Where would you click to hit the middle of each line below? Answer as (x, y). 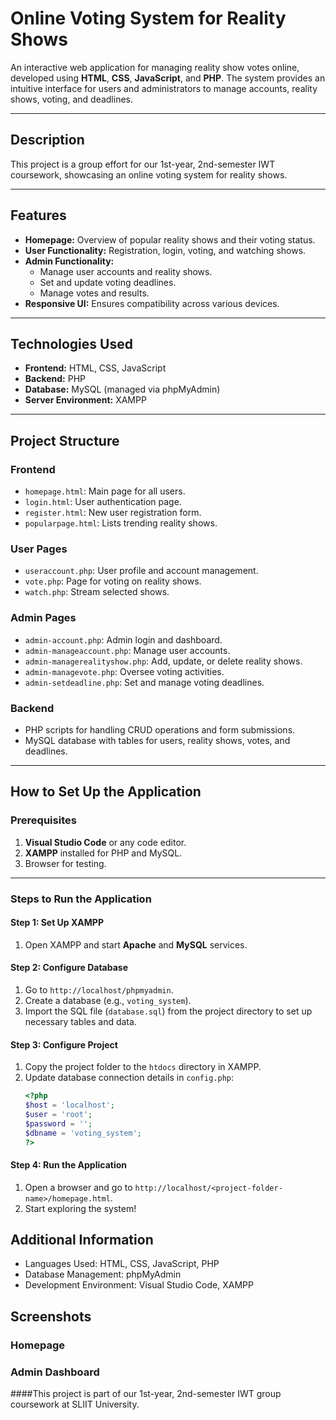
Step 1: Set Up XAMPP (57, 923)
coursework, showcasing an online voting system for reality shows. (149, 174)
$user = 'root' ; (58, 1114)
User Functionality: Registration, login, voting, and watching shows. (165, 250)
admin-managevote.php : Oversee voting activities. (124, 671)
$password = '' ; (58, 1123)
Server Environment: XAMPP (85, 400)
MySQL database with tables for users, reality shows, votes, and (157, 740)
